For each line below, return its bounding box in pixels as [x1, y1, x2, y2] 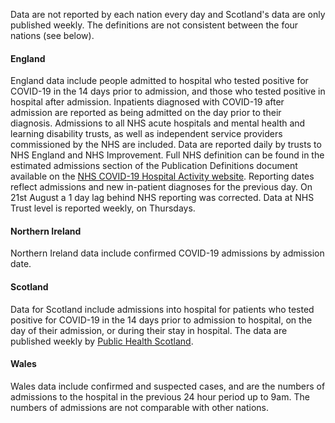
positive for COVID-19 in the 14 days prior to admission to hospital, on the [10, 314, 313, 326]
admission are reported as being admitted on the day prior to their [10, 107, 282, 119]
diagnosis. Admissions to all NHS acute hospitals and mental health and [10, 117, 306, 129]
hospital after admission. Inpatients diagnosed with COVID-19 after [10, 96, 285, 108]
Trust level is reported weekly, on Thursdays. [10, 202, 196, 214]
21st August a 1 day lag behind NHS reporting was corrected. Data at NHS [10, 192, 315, 204]
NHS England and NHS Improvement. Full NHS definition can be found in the [10, 149, 325, 161]
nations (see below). [10, 30, 95, 41]
